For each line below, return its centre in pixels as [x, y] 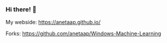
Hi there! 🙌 [21, 9]
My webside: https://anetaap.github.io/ [53, 22]
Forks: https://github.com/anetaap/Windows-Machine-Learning [83, 34]
